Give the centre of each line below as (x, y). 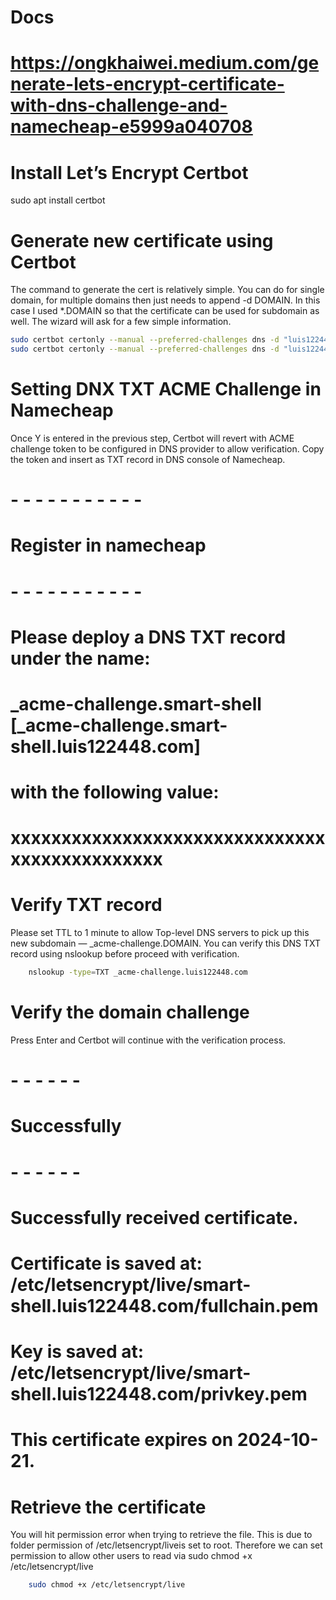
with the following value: (115, 792)
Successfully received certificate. (154, 1217)
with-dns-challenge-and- (119, 105)
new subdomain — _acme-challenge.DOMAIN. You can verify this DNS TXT (166, 943)
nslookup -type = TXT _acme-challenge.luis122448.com (138, 972)
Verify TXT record (86, 905)
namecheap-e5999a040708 (131, 127)
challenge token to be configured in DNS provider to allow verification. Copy (167, 448)
